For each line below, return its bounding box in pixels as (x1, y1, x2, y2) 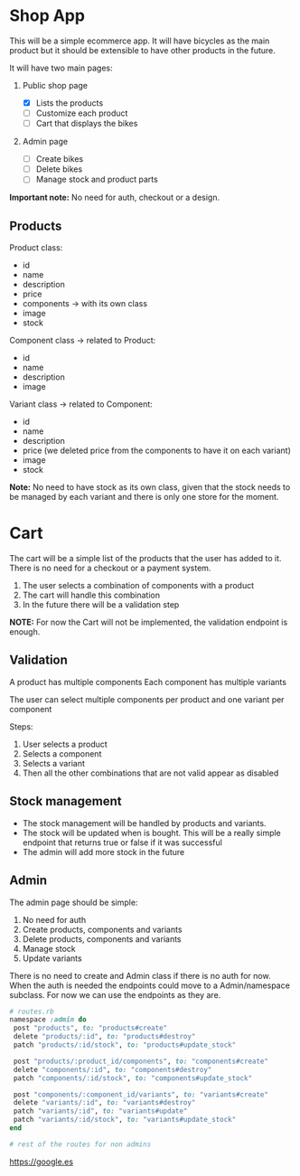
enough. (9, 626, 41, 637)
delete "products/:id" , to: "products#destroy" (13, 1032, 196, 1041)
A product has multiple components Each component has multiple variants (9, 676, 287, 687)
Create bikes (35, 154, 84, 165)
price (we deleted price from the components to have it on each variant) (22, 445, 291, 456)
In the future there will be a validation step (22, 599, 180, 610)
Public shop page (22, 80, 89, 90)
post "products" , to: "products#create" (13, 1023, 168, 1033)
